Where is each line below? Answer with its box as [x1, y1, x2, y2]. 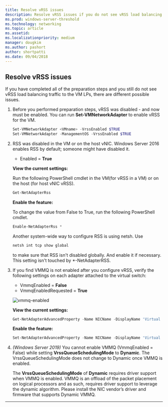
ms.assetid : [5, 31, 30, 36]
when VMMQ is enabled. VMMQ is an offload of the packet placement [12, 375, 157, 382]
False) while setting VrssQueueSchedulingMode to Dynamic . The [12, 350, 150, 356]
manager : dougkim [5, 40, 41, 45]
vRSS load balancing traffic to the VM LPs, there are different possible [5, 91, 149, 97]
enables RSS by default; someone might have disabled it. [12, 146, 130, 152]
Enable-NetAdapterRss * [12, 224, 62, 229]
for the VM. [12, 117, 36, 123]
